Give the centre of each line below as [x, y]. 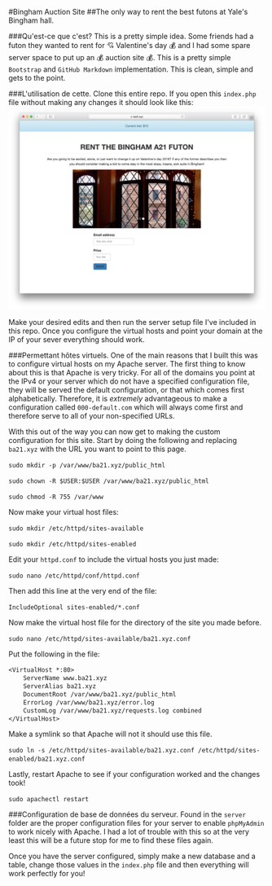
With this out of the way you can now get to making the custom [115, 432]
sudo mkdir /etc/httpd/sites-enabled [72, 545]
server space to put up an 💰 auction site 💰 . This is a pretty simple [120, 57]
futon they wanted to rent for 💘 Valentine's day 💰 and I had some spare [129, 45]
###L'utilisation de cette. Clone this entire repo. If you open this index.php [132, 94]
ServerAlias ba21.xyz [59, 686]
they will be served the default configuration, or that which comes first [126, 390]
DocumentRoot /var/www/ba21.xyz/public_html [100, 695]
